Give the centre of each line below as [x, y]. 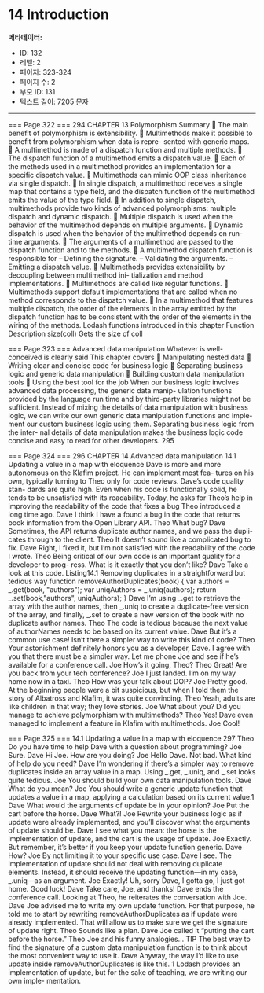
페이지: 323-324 [46, 72]
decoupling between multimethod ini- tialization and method [106, 275]
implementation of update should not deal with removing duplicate [115, 863]
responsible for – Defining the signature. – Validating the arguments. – [121, 258]
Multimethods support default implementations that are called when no [123, 292]
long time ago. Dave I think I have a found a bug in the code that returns [124, 514]
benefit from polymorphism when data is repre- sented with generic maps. [129, 141]
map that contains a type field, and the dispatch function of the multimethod [132, 191]
